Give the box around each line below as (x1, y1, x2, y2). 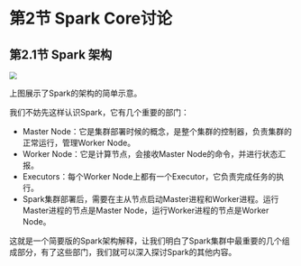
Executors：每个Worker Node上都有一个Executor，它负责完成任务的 (22, 170, 277, 181)
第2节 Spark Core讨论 (9, 8, 173, 29)
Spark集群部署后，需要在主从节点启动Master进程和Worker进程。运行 (22, 193, 279, 204)
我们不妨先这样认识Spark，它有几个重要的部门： (9, 106, 189, 117)
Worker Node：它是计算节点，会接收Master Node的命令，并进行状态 (22, 148, 278, 159)
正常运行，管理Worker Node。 (22, 137, 136, 148)
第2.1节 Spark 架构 (9, 47, 113, 62)
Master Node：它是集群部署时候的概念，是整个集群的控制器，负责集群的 (22, 125, 293, 136)
